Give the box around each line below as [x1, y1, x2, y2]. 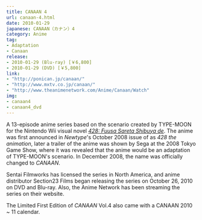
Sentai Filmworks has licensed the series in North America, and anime [6, 171, 180, 178]
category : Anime [6, 31, 47, 37]
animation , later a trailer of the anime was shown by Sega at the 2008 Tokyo [6, 140, 196, 147]
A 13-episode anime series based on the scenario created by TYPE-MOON [6, 121, 192, 128]
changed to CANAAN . [6, 159, 60, 166]
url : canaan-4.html [6, 14, 55, 20]
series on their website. [6, 190, 65, 197]
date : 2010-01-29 [6, 20, 50, 26]
